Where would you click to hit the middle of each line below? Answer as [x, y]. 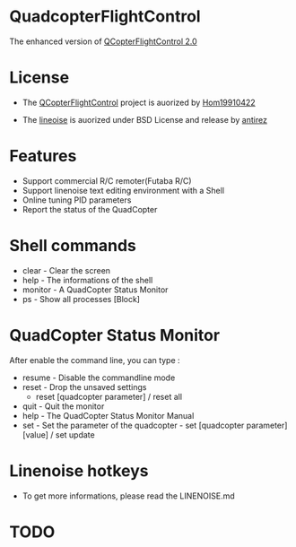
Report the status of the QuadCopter [90, 209]
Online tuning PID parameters [77, 200]
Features [43, 156]
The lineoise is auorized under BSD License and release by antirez [144, 119]
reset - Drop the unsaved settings [84, 386]
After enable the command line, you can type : [95, 360]
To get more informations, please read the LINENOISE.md [128, 496]
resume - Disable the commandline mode [99, 378]
